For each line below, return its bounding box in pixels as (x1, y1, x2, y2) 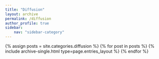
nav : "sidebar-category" (14, 30, 65, 35)
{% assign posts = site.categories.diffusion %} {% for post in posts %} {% (5, 43, 155, 49)
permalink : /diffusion (5, 16, 51, 21)
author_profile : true (5, 20, 49, 26)
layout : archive (5, 12, 38, 17)
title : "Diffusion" (5, 7, 45, 12)
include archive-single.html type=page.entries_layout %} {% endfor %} (5, 48, 149, 54)
